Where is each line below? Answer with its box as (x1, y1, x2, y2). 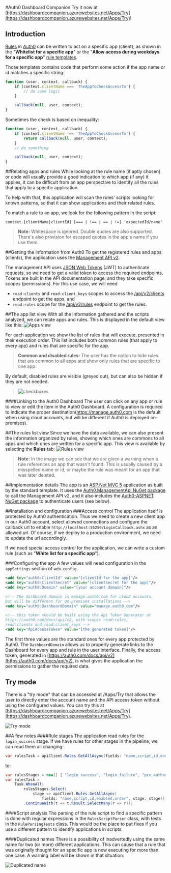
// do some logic (23, 89, 60, 94)
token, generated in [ (5, 652, 49, 658)
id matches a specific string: (5, 69, 65, 75)
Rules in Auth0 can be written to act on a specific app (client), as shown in (5, 43, 161, 49)
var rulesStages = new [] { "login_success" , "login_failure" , (5, 772, 140, 777)
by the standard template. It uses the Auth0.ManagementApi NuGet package (5, 487, 166, 493)
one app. (17, 363, 37, 369)
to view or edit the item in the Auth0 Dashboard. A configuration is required (5, 404, 163, 410)
